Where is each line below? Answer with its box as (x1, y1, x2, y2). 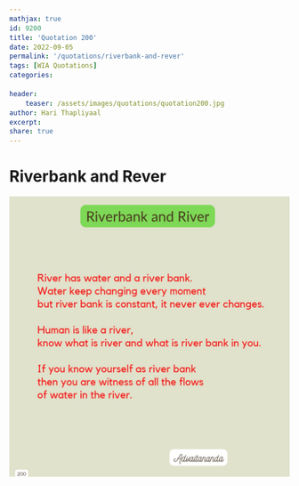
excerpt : (9, 117, 42, 126)
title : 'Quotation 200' (9, 33, 98, 42)
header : (9, 89, 38, 98)
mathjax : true (9, 14, 62, 23)
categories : (9, 71, 53, 80)
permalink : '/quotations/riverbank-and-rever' (9, 52, 185, 61)
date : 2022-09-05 (9, 43, 74, 52)
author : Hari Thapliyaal (9, 108, 101, 117)
